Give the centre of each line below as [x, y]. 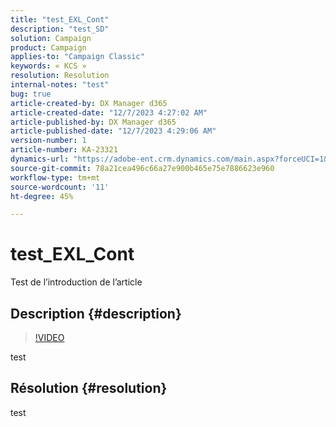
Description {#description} [96, 313]
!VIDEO [49, 337]
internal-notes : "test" [60, 85]
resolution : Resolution [60, 76]
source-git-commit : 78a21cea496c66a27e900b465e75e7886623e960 [142, 168]
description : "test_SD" [60, 29]
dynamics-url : [40, 159]
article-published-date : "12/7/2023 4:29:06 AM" [113, 131]
